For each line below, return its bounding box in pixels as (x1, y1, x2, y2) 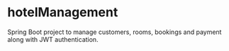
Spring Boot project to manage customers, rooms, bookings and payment (7, 28, 222, 36)
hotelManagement (7, 4, 118, 21)
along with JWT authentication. (7, 35, 99, 43)
